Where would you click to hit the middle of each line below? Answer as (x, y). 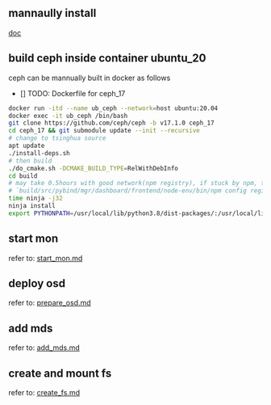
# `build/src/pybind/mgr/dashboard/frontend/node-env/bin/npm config (128, 191)
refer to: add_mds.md (44, 348)
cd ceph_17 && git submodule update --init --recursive (104, 131)
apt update (27, 146)
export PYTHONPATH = (41, 213)
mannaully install (52, 13)
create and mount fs (60, 373)
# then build (30, 161)
